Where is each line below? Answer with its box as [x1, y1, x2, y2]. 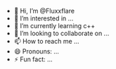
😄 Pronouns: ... [13, 47, 60, 56]
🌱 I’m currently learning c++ [13, 22, 96, 30]
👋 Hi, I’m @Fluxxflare [13, 7, 75, 15]
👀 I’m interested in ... [13, 14, 74, 23]
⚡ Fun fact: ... [13, 55, 53, 63]
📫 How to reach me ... [13, 37, 79, 45]
